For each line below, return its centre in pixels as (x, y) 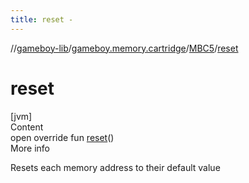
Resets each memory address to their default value (115, 167)
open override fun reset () (62, 137)
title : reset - (42, 19)
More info (30, 148)
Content (27, 127)
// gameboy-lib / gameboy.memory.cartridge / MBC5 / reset (124, 48)
